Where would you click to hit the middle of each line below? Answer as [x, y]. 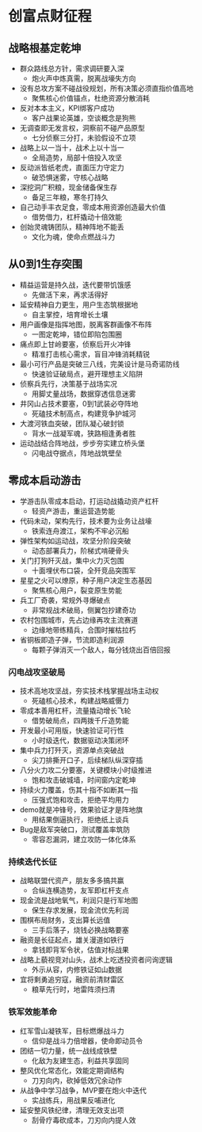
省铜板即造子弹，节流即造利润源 [72, 639]
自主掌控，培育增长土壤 [70, 314]
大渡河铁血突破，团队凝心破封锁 [72, 423]
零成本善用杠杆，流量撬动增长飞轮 [75, 711]
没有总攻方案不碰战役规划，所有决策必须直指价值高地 [107, 88]
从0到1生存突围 [46, 264]
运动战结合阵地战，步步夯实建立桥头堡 [82, 443]
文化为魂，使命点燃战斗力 [73, 237]
